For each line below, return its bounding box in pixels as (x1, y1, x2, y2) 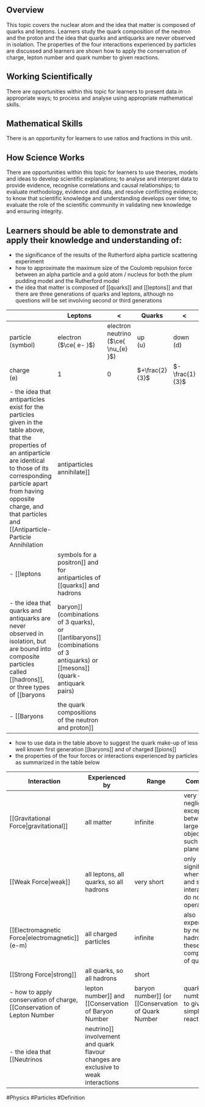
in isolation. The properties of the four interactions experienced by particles (6, 40, 196, 48)
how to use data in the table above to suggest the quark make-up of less (15, 739, 198, 746)
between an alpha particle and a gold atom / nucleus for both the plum (15, 271, 193, 278)
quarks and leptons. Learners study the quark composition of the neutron (6, 28, 191, 35)
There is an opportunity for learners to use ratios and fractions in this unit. (6, 135, 192, 142)
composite (9, 652, 40, 661)
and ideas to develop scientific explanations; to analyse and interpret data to (6, 175, 198, 182)
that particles (9, 510, 48, 519)
